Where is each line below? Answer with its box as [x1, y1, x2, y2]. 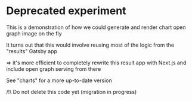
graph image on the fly [6, 30, 62, 37]
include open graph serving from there [6, 65, 101, 72]
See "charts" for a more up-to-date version [6, 77, 112, 84]
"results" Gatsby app [6, 47, 58, 54]
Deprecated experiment [6, 4, 126, 18]
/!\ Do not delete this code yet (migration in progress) [6, 88, 137, 95]
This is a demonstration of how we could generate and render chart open [6, 24, 186, 31]
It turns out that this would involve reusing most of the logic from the [6, 41, 175, 48]
